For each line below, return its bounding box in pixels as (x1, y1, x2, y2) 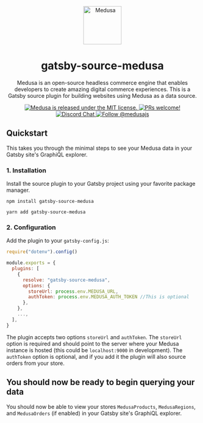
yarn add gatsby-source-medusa (6, 209, 86, 215)
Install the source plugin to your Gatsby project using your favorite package (6, 180, 196, 188)
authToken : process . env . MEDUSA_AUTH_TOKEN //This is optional (28, 294, 190, 300)
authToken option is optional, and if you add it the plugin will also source (6, 353, 186, 360)
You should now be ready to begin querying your (6, 377, 195, 388)
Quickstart (6, 128, 48, 139)
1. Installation (6, 166, 47, 174)
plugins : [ (12, 266, 40, 272)
